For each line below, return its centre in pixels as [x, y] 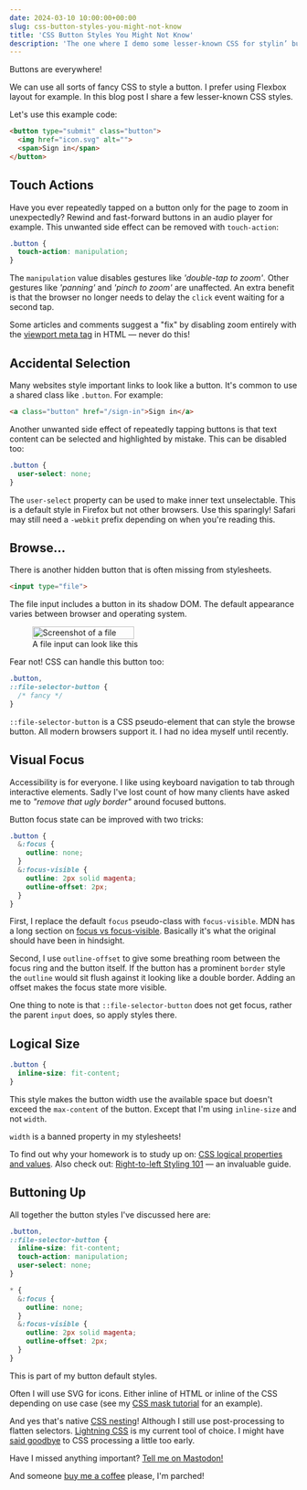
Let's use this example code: [64, 114]
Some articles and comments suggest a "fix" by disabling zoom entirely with [153, 325]
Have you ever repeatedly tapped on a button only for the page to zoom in [149, 208]
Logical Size [45, 1043]
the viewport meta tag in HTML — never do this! [100, 335]
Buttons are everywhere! [56, 69]
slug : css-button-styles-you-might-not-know [95, 27]
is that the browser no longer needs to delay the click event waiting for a [147, 297]
